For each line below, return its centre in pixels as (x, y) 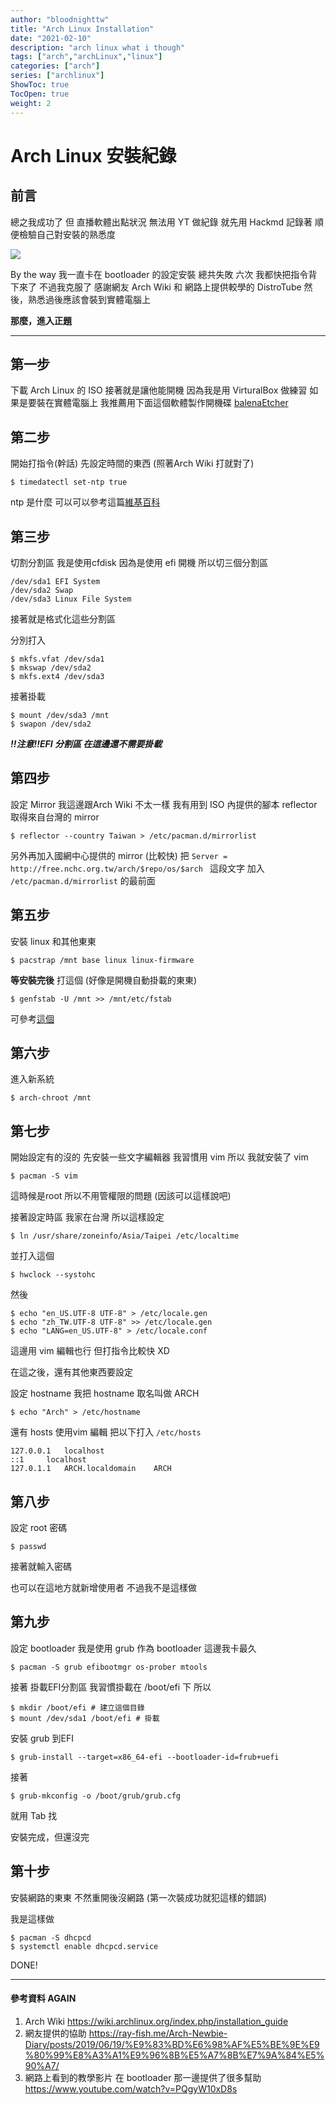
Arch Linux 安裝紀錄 (93, 155)
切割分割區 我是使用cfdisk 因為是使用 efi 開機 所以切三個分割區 (139, 562)
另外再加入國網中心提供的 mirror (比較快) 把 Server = (119, 855)
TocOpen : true (40, 94)
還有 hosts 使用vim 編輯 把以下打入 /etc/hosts (106, 1432)
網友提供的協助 (55, 2033)
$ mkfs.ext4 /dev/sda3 (57, 676)
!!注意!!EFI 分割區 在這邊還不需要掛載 (86, 743)
